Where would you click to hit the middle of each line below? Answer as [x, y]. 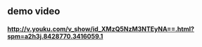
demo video [34, 11]
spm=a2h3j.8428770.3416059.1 [55, 36]
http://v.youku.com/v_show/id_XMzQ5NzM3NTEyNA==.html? [101, 29]
